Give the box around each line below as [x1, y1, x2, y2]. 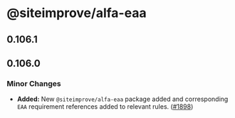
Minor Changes [6, 78, 61, 88]
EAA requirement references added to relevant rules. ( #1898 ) [16, 102, 194, 111]
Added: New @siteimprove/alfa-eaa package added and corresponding [16, 95, 229, 104]
